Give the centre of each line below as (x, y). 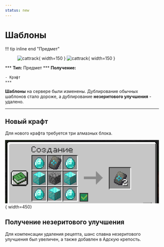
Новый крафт (27, 122)
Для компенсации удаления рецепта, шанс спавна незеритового (73, 234)
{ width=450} (19, 207)
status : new (17, 10)
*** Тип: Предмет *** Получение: (41, 67)
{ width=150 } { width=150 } (77, 58)
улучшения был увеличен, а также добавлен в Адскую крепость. (73, 239)
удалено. (14, 101)
